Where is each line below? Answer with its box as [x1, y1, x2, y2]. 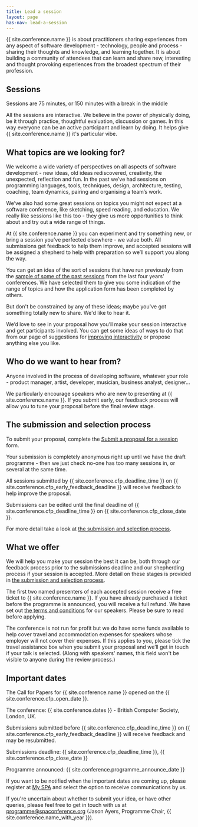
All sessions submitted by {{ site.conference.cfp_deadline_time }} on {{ [6, 477, 179, 484]
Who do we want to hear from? [6, 357, 121, 367]
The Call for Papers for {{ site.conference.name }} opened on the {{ [6, 689, 170, 696]
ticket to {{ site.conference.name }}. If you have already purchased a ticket [6, 594, 187, 601]
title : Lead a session [6, 8, 62, 15]
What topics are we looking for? [6, 147, 126, 157]
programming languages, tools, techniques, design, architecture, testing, [6, 182, 183, 189]
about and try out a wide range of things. [6, 219, 105, 225]
